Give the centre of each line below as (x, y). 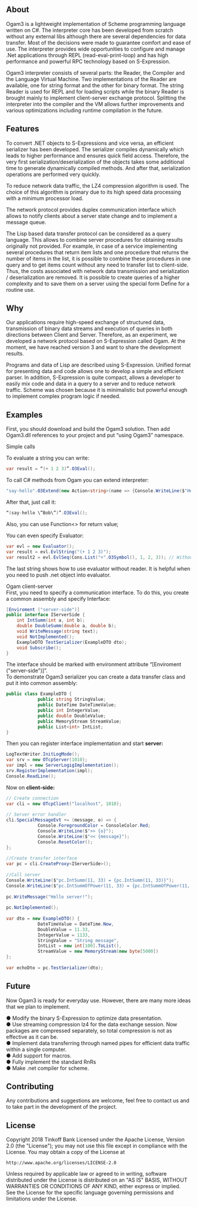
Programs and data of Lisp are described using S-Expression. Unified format (98, 365)
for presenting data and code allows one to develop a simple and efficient (95, 371)
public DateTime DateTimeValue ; (77, 705)
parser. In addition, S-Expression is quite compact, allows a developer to (94, 378)
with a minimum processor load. (45, 198)
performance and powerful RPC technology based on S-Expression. (88, 61)
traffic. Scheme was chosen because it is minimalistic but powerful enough (97, 390)
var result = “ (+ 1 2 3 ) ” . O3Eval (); (51, 469)
